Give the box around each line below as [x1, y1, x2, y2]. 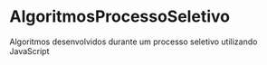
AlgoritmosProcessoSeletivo [9, 6, 231, 27]
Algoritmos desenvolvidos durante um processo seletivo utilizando [9, 36, 258, 47]
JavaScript [9, 45, 50, 56]
